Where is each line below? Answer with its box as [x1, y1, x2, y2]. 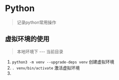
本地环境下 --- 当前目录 [16, 49, 64, 54]
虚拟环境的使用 [5, 35, 50, 43]
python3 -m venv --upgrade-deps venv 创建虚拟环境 [12, 59, 115, 65]
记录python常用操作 [16, 19, 56, 25]
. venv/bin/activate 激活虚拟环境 [12, 65, 80, 70]
